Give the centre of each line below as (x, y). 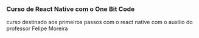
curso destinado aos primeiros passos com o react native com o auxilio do (100, 22)
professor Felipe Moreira (37, 28)
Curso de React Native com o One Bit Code (71, 9)
